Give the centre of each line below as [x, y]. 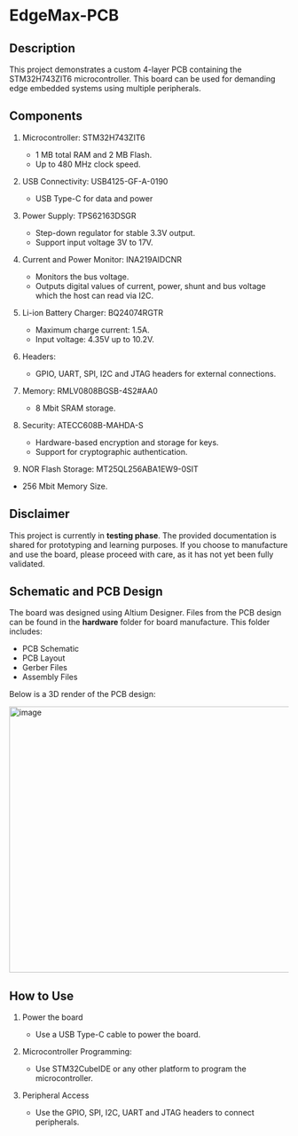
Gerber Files [45, 668]
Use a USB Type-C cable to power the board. [118, 1035]
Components [46, 116]
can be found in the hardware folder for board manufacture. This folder [140, 623]
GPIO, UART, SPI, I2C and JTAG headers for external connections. [156, 373]
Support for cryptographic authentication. [111, 451]
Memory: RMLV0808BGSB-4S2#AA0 [90, 390]
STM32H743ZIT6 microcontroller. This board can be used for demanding [142, 79]
